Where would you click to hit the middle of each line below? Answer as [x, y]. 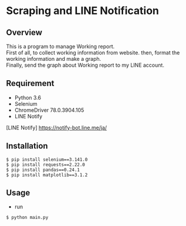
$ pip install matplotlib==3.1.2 [47, 175]
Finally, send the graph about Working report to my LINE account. [85, 65]
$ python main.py [27, 218]
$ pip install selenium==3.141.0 [47, 159]
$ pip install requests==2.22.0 [45, 165]
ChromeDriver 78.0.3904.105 [49, 110]
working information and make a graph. [54, 59]
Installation [27, 146]
